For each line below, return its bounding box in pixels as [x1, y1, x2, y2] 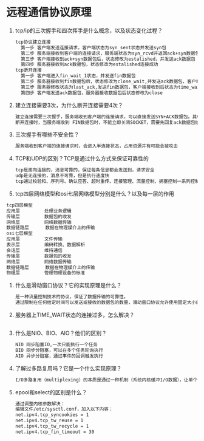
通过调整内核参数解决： [15, 400, 66, 407]
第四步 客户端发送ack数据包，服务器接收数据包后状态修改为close [21, 89, 163, 96]
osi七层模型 [6, 230, 33, 237]
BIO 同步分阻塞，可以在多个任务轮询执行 [15, 347, 103, 353]
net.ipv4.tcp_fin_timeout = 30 [15, 429, 95, 435]
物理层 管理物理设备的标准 [6, 270, 86, 276]
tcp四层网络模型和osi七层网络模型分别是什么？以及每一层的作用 [15, 190, 174, 197]
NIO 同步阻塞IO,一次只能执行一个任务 [15, 341, 98, 348]
